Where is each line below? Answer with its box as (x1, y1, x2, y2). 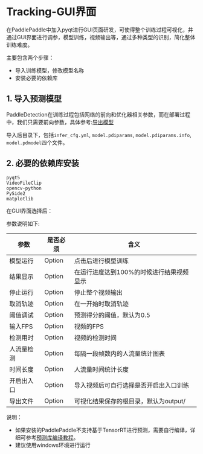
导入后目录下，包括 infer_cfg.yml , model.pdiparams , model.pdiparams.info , (6, 131, 192, 138)
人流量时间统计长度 (74, 365, 129, 374)
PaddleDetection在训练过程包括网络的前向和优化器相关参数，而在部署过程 (6, 110, 191, 118)
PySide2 (6, 190, 26, 196)
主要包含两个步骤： (6, 54, 54, 61)
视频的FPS (74, 322, 104, 330)
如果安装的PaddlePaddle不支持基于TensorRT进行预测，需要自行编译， (14, 426, 190, 433)
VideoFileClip (6, 180, 42, 186)
